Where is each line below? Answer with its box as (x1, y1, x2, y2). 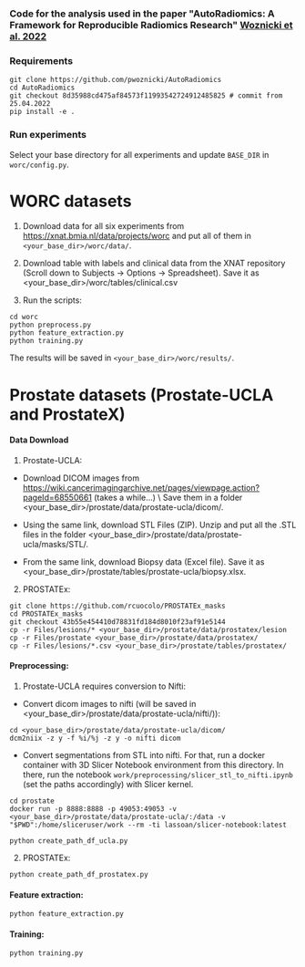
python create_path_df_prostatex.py (9, 870, 148, 879)
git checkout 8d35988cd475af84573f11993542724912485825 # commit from (9, 91, 283, 100)
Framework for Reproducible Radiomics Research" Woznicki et (9, 18, 293, 31)
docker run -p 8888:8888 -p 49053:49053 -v (9, 805, 178, 814)
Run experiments (9, 129, 87, 141)
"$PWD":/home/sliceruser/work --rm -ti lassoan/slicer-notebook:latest (9, 820, 287, 830)
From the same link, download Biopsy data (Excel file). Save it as (22, 556, 265, 567)
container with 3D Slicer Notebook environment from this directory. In (22, 760, 284, 771)
